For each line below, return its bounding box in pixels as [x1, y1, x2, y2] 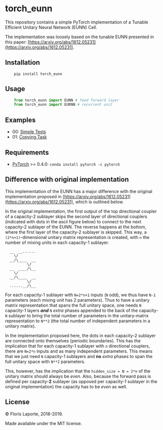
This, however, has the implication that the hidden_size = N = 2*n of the [5, 368, 151, 374]
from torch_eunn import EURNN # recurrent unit [14, 102, 113, 107]
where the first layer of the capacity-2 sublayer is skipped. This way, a [5, 229, 147, 235]
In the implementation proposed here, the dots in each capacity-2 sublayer [5, 333, 156, 338]
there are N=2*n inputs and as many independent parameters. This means [5, 348, 153, 354]
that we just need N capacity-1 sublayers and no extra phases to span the [5, 353, 153, 359]
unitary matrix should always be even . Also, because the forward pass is [5, 373, 151, 379]
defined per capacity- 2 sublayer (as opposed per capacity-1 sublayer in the [5, 378, 158, 384]
